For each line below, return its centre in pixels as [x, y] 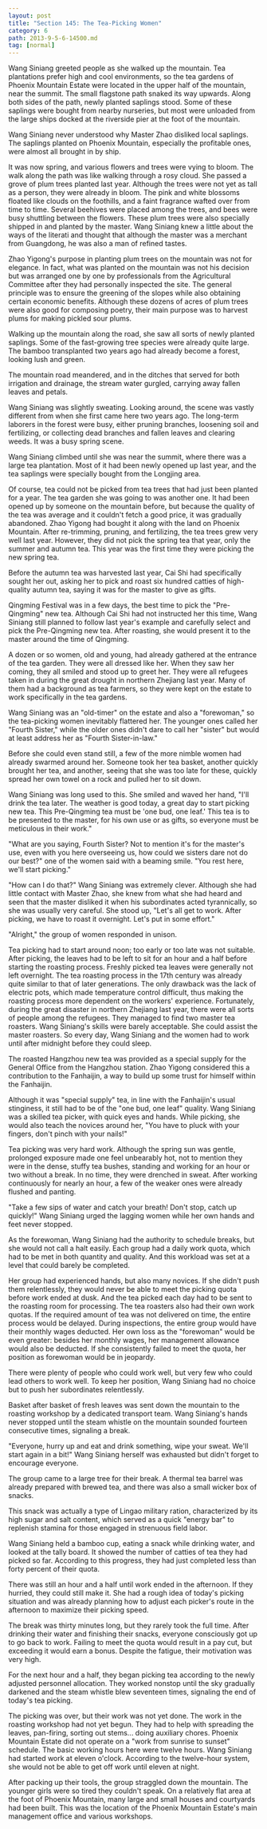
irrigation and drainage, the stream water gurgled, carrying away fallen [124, 384]
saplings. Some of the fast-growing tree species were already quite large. [129, 343]
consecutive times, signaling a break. [69, 1431]
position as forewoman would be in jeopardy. [82, 1357]
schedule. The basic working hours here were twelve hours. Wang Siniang [130, 1750]
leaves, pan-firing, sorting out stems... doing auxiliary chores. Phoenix [124, 1733]
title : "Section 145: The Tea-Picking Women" [85, 23]
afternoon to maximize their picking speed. [79, 1610]
